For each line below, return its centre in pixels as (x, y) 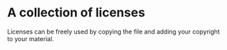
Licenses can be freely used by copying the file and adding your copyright (113, 32)
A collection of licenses (76, 13)
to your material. (31, 38)
